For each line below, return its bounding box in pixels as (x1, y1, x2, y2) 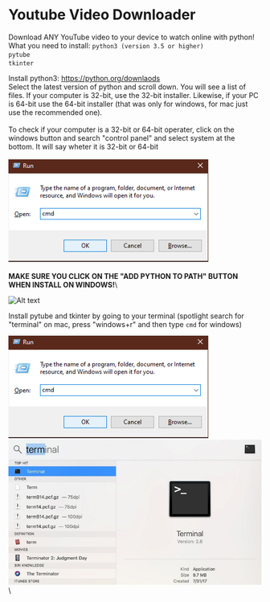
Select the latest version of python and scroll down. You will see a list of (8, 82, 247, 92)
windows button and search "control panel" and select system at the (8, 133, 235, 142)
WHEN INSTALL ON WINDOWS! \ (8, 280, 118, 289)
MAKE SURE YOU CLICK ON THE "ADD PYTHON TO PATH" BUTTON (8, 271, 239, 281)
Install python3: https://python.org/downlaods (8, 73, 161, 83)
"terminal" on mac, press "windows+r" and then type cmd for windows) (8, 319, 243, 329)
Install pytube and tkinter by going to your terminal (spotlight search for (8, 311, 245, 321)
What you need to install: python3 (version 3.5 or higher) (8, 40, 204, 50)
